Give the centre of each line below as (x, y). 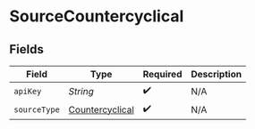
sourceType (37, 109)
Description (217, 74)
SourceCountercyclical (97, 16)
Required (162, 74)
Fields (27, 49)
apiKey (28, 91)
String (81, 91)
